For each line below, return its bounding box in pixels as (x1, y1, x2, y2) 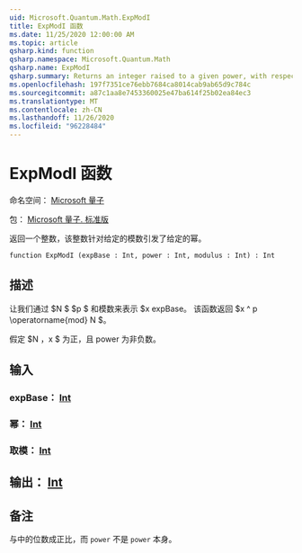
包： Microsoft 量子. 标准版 (9, 213, 110, 225)
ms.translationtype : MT (9, 96, 99, 106)
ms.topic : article (9, 38, 78, 48)
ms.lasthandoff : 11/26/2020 (9, 113, 115, 122)
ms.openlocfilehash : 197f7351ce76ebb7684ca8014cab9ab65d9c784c (9, 80, 252, 89)
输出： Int (9, 475, 63, 490)
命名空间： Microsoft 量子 (9, 194, 105, 205)
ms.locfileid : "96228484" (9, 122, 106, 131)
